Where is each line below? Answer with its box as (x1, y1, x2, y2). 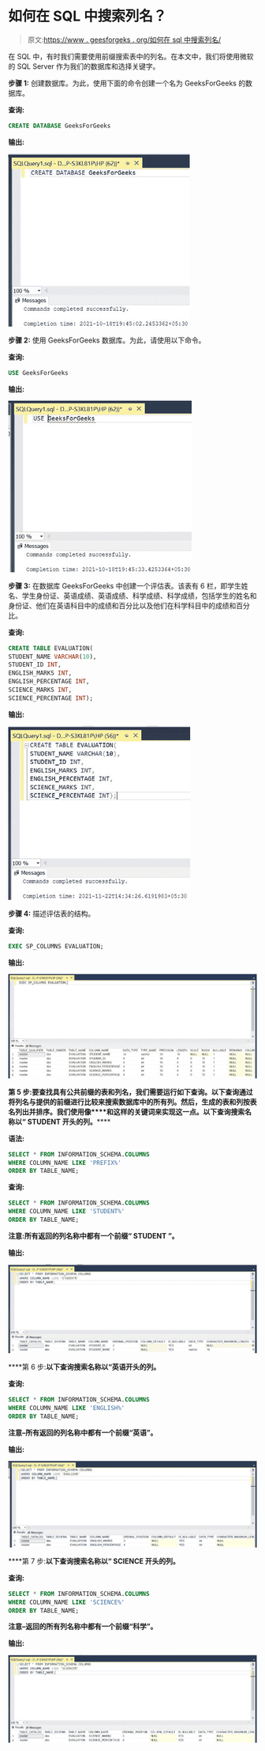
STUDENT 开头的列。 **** (27, 1117, 111, 1126)
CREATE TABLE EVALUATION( (8, 644, 93, 652)
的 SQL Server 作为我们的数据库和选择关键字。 (8, 61, 160, 71)
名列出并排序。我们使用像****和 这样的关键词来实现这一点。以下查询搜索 (8, 1106, 245, 1116)
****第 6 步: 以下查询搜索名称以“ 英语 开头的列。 (8, 1362, 161, 1371)
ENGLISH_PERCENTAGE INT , (8, 678, 90, 686)
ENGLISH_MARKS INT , (8, 669, 73, 677)
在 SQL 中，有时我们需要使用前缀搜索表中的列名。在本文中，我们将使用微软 (8, 51, 254, 61)
